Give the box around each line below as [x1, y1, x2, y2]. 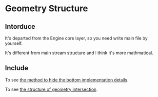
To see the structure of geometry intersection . [5, 86, 98, 92]
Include [5, 64, 28, 72]
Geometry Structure [5, 3, 88, 14]
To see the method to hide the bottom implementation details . [5, 77, 129, 83]
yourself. [5, 40, 23, 46]
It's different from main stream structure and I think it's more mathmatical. [5, 50, 154, 56]
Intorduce [5, 22, 36, 31]
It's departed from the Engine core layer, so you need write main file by [5, 35, 148, 41]
